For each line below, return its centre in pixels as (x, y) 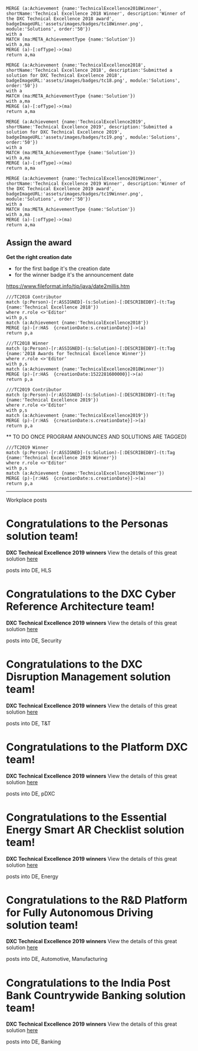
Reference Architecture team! (80, 606)
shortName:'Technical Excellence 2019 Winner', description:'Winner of (96, 184)
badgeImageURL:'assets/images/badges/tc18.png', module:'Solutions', (93, 81)
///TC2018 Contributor (34, 297)
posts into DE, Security (34, 640)
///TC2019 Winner (27, 447)
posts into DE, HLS (29, 570)
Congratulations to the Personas (87, 523)
